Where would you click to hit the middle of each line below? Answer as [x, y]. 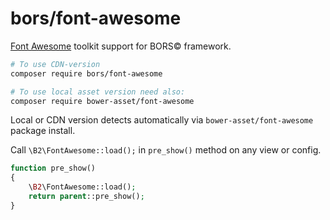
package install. [43, 131]
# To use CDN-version [55, 64]
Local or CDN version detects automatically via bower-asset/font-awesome [162, 120]
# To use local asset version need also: [98, 92]
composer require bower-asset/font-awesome [102, 101]
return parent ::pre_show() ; [86, 197]
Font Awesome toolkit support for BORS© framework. [121, 46]
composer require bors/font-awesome [86, 73]
